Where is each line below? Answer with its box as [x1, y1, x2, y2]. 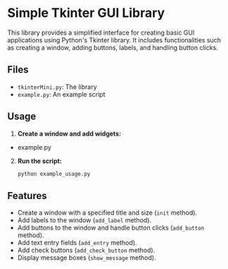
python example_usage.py [17, 170, 91, 177]
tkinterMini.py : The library [17, 83, 97, 91]
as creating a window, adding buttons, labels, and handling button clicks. [7, 43, 218, 52]
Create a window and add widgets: [17, 129, 122, 138]
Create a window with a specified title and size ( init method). [17, 208, 198, 217]
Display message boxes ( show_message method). [17, 253, 156, 262]
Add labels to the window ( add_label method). [17, 216, 152, 225]
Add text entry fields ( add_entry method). [17, 239, 137, 247]
